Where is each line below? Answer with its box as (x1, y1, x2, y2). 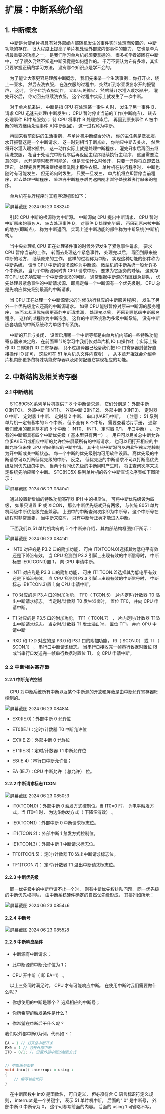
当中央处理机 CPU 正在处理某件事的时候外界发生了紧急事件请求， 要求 (9, 243, 153, 249)
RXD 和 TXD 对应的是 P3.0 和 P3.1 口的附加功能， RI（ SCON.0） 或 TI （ (12, 637, 160, 643)
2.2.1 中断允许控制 (5, 677, 42, 683)
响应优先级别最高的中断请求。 (13, 286, 74, 292)
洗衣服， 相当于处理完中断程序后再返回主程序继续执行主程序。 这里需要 (9, 152, 154, 157)
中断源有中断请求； (12, 951, 52, 957)
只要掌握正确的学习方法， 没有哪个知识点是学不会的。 (5, 65, 114, 70)
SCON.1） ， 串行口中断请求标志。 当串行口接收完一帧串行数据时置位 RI (12, 644, 158, 650)
